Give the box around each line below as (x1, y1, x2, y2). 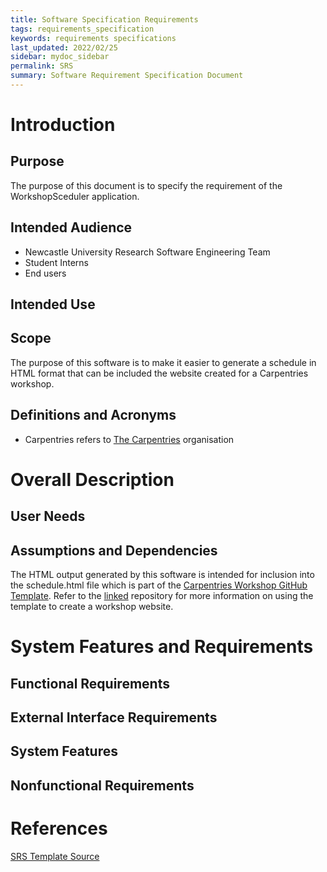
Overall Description (10, 468, 175, 491)
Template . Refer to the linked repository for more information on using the (10, 590, 314, 602)
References (10, 817, 108, 840)
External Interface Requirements (10, 709, 218, 726)
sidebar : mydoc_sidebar (10, 52, 110, 62)
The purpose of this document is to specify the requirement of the (10, 179, 283, 191)
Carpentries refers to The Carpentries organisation (24, 433, 235, 445)
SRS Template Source (10, 850, 100, 862)
